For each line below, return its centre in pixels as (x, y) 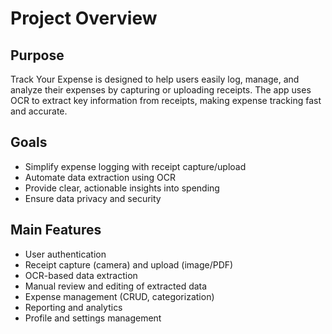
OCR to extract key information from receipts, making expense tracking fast (166, 100)
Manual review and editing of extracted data (116, 286)
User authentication (65, 254)
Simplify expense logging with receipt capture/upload (135, 166)
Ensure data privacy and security (93, 198)
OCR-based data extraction (81, 275)
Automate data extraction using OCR (100, 177)
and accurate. (39, 111)
